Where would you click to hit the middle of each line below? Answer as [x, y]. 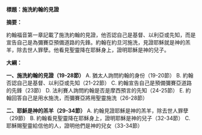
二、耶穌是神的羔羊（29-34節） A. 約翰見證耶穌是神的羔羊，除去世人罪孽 [97, 111]
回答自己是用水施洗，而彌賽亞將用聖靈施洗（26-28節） [80, 98]
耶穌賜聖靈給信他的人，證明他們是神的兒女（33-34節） [75, 126]
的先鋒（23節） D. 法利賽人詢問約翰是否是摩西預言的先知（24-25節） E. [95, 90]
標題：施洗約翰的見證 [32, 9]
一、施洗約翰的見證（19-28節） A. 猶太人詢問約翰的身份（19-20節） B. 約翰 [100, 75]
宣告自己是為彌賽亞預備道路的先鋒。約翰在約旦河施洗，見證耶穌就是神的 [96, 42]
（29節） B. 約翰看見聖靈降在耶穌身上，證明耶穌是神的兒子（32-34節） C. [98, 118]
